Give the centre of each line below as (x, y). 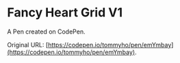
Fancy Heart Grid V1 (65, 13)
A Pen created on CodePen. (46, 32)
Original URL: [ (28, 45)
